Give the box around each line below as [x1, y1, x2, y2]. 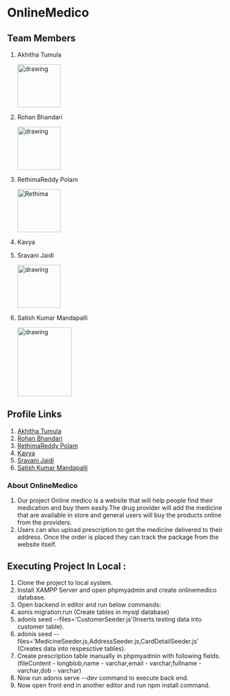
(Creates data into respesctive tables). [17, 644, 126, 653]
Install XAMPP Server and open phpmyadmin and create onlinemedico [17, 586, 217, 594]
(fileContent [17, 659, 52, 667]
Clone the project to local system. [17, 578, 113, 586]
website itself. [17, 540, 57, 549]
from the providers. [17, 518, 72, 526]
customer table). [17, 622, 64, 631]
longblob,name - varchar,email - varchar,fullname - [56, 659, 202, 667]
